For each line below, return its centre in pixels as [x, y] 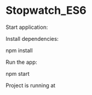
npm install [19, 50]
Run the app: [21, 62]
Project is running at [30, 85]
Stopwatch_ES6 [46, 11]
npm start [18, 73]
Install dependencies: [32, 38]
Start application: [27, 27]
